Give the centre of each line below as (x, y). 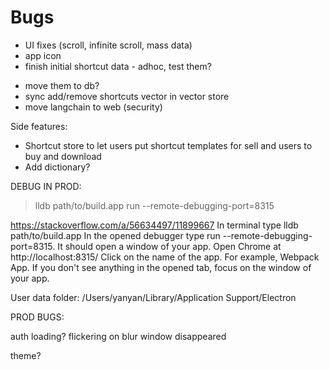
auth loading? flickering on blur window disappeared (118, 336)
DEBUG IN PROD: (46, 186)
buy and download (63, 156)
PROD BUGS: (37, 317)
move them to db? (62, 85)
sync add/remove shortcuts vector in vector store (127, 96)
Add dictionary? (57, 167)
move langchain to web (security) (93, 107)
